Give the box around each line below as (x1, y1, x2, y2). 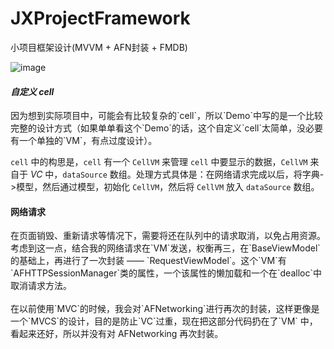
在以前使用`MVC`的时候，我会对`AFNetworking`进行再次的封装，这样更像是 (10, 303, 320, 315)
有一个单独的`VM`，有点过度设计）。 (10, 135, 158, 147)
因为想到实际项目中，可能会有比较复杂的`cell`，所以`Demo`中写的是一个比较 (10, 110, 323, 122)
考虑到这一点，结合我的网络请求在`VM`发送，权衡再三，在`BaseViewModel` (10, 242, 321, 254)
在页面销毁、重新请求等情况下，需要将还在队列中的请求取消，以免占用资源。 (10, 230, 326, 242)
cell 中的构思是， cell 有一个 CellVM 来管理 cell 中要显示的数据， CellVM (10, 156, 308, 168)
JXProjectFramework (10, 7, 191, 30)
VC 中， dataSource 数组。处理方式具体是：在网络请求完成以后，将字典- (29, 168, 325, 181)
